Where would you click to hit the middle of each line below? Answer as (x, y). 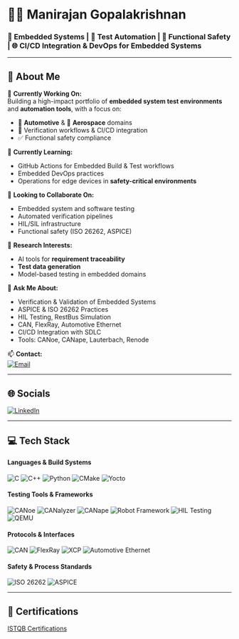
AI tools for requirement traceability (71, 259)
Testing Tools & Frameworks (51, 494)
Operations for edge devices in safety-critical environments (107, 181)
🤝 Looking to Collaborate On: (51, 195)
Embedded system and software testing (76, 209)
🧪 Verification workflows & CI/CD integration (83, 131)
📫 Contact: (25, 354)
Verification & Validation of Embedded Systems (87, 302)
